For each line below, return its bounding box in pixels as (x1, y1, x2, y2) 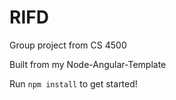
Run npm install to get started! (9, 77, 138, 90)
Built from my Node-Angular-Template (9, 58, 167, 70)
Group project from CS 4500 (9, 39, 127, 51)
